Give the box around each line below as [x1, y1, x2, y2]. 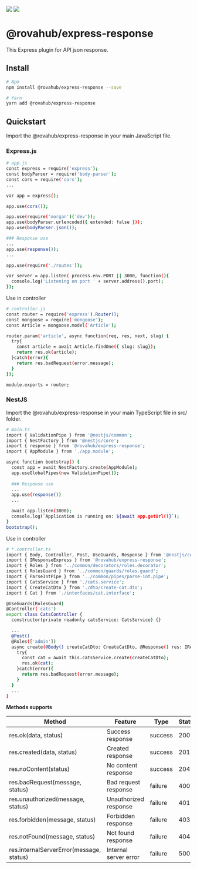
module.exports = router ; [6, 382, 69, 388]
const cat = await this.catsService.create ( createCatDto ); [21, 655, 169, 661]
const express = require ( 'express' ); [6, 166, 98, 172]
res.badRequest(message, [9, 779, 82, 787]
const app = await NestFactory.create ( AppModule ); [11, 465, 138, 471]
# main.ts [6, 427, 30, 432]
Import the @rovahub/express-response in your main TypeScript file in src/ [6, 409, 188, 416]
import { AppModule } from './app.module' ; [6, 448, 114, 455]
